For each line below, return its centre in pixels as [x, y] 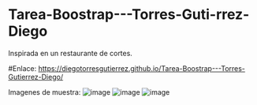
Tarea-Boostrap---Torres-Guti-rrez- [129, 15]
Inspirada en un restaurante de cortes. [70, 53]
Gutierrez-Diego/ [36, 77]
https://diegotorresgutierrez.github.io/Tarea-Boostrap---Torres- [142, 68]
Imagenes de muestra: [45, 92]
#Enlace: [22, 68]
